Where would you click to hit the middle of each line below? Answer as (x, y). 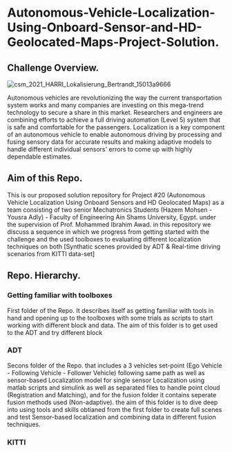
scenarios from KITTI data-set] (51, 253)
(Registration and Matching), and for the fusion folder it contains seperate (112, 395)
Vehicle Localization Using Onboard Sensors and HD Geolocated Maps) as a (116, 202)
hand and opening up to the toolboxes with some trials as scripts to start (110, 318)
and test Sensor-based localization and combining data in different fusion (112, 417)
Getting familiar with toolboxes (60, 296)
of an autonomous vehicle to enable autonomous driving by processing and (115, 134)
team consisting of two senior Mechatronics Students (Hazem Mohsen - (110, 210)
